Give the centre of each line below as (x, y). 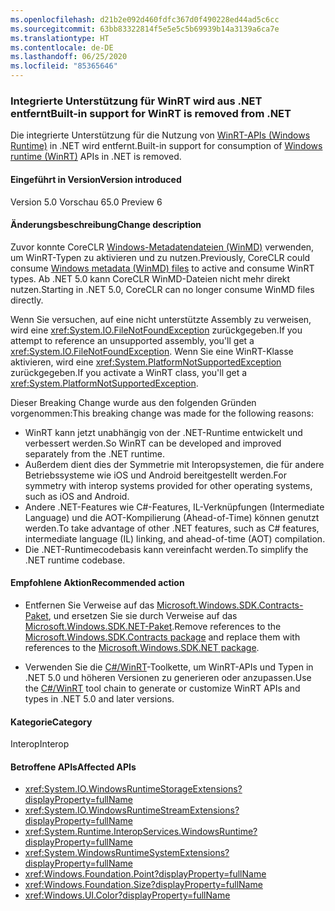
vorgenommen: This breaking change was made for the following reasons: (162, 413)
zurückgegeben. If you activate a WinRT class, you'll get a (129, 372)
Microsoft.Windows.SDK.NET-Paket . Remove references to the (153, 626)
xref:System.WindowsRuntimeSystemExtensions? (127, 853)
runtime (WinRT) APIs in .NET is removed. (96, 157)
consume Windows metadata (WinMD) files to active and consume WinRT (162, 268)
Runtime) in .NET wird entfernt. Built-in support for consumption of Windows (166, 146)
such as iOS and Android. (77, 496)
